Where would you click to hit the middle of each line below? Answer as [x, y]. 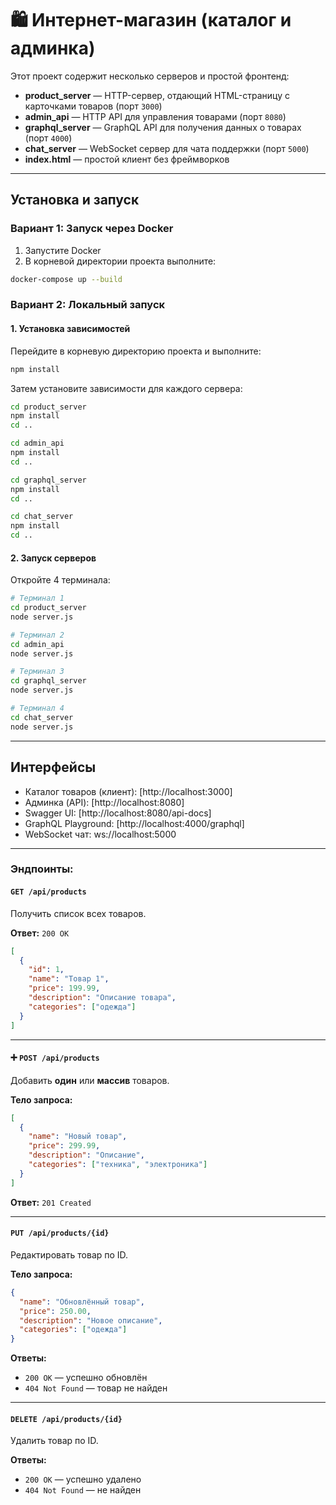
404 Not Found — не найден [83, 1490]
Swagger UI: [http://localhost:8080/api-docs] [118, 813]
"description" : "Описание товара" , [102, 998]
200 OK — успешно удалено [83, 1479]
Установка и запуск [75, 200]
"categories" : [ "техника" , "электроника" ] [118, 1165]
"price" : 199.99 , [64, 988]
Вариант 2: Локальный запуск [88, 305]
